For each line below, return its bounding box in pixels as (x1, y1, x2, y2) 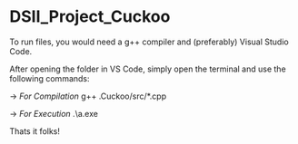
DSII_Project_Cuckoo (9, 6, 171, 27)
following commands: (9, 72, 90, 83)
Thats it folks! (9, 125, 61, 137)
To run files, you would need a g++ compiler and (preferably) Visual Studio (9, 36, 289, 47)
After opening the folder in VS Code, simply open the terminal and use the (9, 63, 286, 74)
